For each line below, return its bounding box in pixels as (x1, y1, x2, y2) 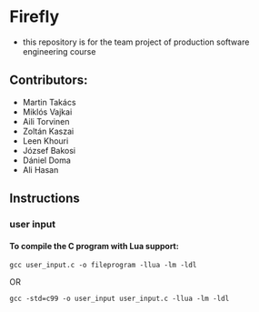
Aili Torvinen (22, 116, 70, 126)
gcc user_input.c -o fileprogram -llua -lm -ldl (9, 261, 197, 270)
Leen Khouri (22, 135, 69, 146)
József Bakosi (22, 145, 75, 156)
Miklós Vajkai (22, 106, 73, 117)
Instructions (9, 191, 80, 206)
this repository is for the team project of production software (22, 36, 250, 47)
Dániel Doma (22, 155, 71, 166)
